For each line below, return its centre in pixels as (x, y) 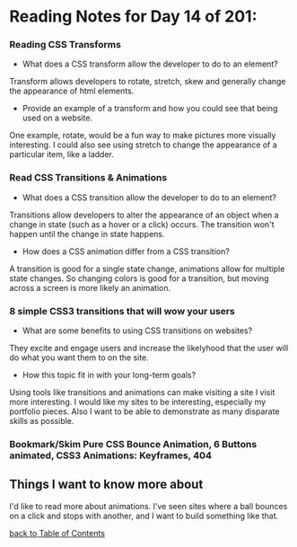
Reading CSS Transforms (65, 45)
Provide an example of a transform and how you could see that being (150, 109)
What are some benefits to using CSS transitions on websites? (137, 331)
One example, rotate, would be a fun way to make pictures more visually (143, 136)
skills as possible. (42, 421)
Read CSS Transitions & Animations (88, 178)
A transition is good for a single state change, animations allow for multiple (147, 269)
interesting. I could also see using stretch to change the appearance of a (144, 145)
